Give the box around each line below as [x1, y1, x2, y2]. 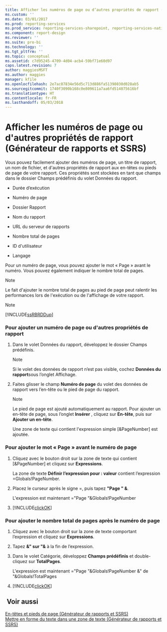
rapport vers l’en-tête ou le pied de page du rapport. [12, 386, 120, 392]
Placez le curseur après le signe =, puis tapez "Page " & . [12, 485, 129, 491]
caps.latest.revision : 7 [5, 63, 57, 68]
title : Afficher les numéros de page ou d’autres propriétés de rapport [5, 7, 159, 12]
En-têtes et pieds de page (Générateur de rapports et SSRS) [5, 611, 129, 617]
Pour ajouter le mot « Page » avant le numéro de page [5, 444, 137, 451]
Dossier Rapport [12, 204, 46, 210]
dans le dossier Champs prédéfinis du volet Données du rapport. [5, 175, 138, 181]
